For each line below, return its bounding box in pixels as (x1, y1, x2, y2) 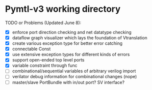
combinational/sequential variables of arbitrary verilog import (12, 68, 136, 74)
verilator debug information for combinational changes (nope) (12, 74, 137, 80)
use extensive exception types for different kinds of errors (12, 52, 130, 58)
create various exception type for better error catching (12, 40, 123, 46)
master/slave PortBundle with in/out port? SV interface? (12, 79, 125, 85)
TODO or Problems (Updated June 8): (5, 20, 81, 26)
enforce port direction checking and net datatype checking (12, 29, 131, 35)
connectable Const (12, 46, 51, 52)
